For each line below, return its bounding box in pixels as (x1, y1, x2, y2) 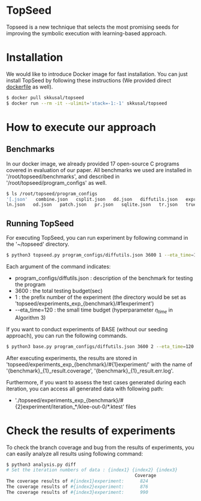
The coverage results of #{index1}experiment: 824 (6, 478, 148, 484)
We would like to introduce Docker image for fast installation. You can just (6, 70, 188, 78)
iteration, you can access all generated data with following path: (6, 385, 164, 392)
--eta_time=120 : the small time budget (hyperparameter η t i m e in (14, 306, 173, 314)
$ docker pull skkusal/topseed (6, 94, 84, 100)
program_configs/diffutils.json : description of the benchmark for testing (14, 274, 193, 282)
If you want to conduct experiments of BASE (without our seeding (6, 325, 168, 332)
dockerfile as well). (6, 83, 53, 90)
